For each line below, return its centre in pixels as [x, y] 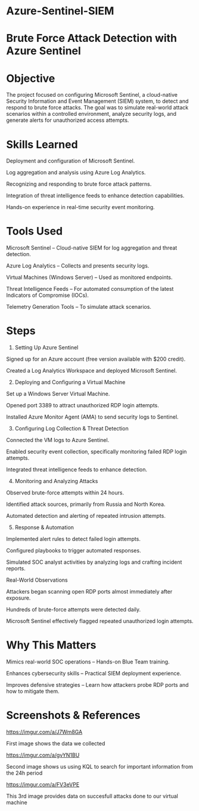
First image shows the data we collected [56, 744]
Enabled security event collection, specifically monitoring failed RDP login [97, 451]
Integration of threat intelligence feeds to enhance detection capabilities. [95, 196]
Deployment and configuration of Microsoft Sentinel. [71, 161]
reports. [16, 569]
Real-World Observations [37, 580]
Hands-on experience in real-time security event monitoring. [80, 207]
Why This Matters [51, 645]
